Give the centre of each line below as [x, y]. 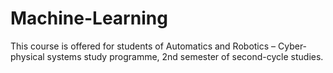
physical [27, 56]
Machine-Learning [89, 18]
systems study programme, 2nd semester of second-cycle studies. [185, 56]
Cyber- [293, 46]
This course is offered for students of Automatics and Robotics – [143, 46]
